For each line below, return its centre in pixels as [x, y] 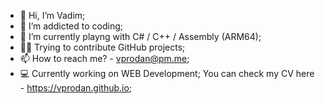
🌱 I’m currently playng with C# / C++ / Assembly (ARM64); [140, 36]
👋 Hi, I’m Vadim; [52, 15]
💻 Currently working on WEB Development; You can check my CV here [167, 73]
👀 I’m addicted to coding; [71, 26]
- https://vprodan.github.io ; [76, 88]
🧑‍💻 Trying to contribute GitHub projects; [102, 47]
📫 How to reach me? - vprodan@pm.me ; [104, 58]
